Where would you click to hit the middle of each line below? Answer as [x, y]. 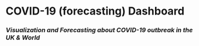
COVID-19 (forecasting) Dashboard [95, 11]
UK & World [23, 38]
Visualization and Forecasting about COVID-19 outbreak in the [99, 30]
